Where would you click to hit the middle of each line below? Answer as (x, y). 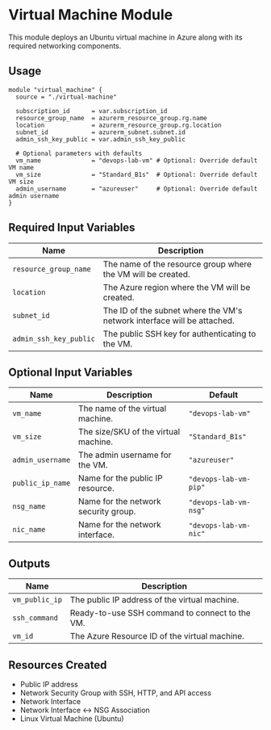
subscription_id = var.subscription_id (92, 111)
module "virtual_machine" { (56, 90)
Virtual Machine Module (91, 15)
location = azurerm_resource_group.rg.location (119, 125)
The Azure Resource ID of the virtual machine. (157, 636)
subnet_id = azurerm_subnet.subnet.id (100, 132)
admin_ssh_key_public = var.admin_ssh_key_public (100, 139)
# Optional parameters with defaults (79, 153)
